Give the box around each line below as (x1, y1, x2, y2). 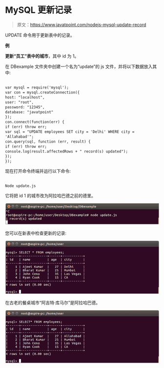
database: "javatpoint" (5, 109, 54, 115)
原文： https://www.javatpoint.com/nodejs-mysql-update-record (17, 22, 146, 28)
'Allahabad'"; (5, 134, 34, 139)
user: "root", (5, 99, 34, 105)
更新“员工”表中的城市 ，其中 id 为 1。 (5, 53, 79, 59)
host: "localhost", (5, 94, 45, 100)
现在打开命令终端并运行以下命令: (5, 168, 71, 174)
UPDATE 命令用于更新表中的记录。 (5, 32, 75, 38)
